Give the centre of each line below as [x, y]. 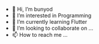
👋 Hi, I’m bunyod [32, 9]
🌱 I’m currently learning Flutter [49, 22]
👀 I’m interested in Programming [52, 15]
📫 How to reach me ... [40, 35]
